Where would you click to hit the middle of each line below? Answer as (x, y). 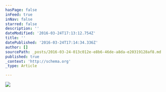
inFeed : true (19, 15)
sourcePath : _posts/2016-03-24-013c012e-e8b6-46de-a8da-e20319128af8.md (83, 52)
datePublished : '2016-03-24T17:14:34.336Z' (52, 43)
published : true (22, 57)
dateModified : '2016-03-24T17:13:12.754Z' (50, 33)
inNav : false (19, 19)
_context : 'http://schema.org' (38, 61)
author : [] (17, 47)
